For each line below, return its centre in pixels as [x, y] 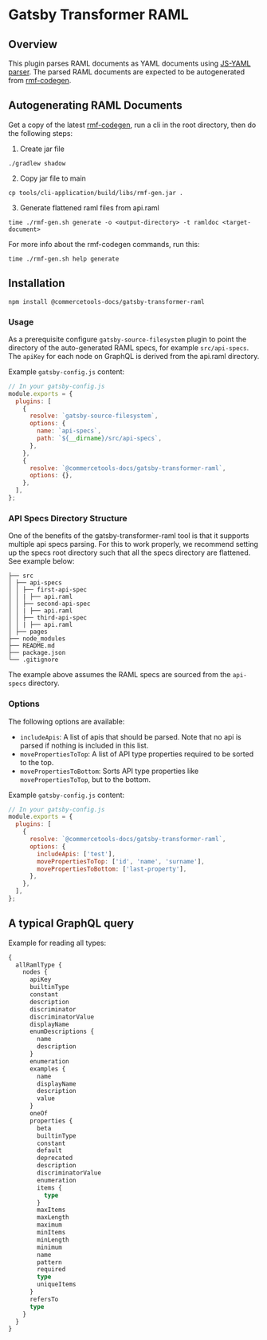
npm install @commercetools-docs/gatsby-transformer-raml [106, 301]
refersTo [44, 1299]
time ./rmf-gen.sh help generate [64, 259]
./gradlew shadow [37, 163]
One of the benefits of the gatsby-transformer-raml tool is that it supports [129, 536]
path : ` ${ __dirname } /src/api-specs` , [99, 439]
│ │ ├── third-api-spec [48, 618]
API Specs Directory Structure [68, 518]
